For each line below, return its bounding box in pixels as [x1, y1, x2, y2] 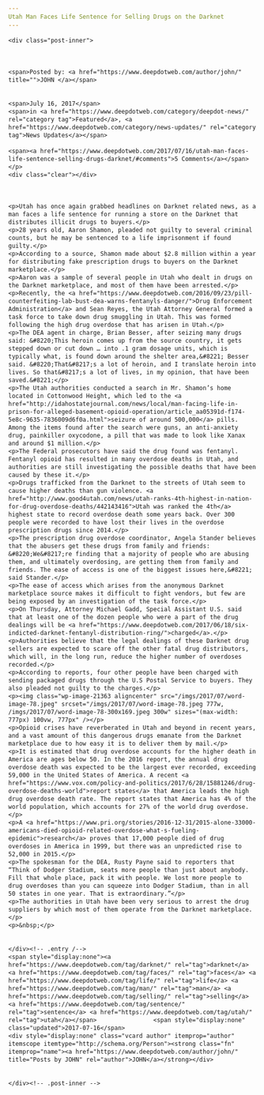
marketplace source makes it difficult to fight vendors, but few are [8, 589, 246, 597]
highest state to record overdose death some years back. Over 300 [8, 510, 236, 518]
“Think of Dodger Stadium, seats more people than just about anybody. [8, 866, 249, 874]
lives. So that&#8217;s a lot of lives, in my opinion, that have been [8, 368, 249, 376]
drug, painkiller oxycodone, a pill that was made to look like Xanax [8, 431, 246, 439]
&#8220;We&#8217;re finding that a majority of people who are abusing [8, 550, 249, 558]
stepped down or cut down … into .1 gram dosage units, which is [8, 344, 228, 352]
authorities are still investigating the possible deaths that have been [8, 463, 257, 471]
